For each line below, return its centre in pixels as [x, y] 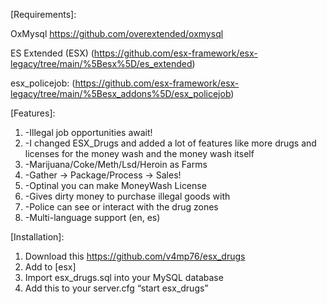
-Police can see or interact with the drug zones [121, 207]
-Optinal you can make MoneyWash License [115, 185]
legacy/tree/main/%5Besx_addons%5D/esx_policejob [121, 93]
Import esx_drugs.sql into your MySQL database [124, 277]
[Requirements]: [43, 14]
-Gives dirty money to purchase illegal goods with [127, 196]
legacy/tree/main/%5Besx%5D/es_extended [101, 63]
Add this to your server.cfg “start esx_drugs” [116, 288]
